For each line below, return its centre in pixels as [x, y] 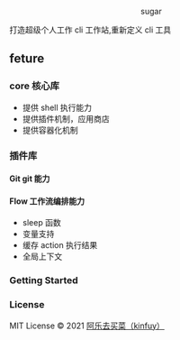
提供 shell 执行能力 [57, 107]
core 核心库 [35, 86]
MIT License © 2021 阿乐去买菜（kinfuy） [87, 326]
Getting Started [44, 280]
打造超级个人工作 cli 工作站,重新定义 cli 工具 [90, 30]
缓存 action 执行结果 [60, 245]
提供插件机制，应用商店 [66, 118]
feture [27, 59]
